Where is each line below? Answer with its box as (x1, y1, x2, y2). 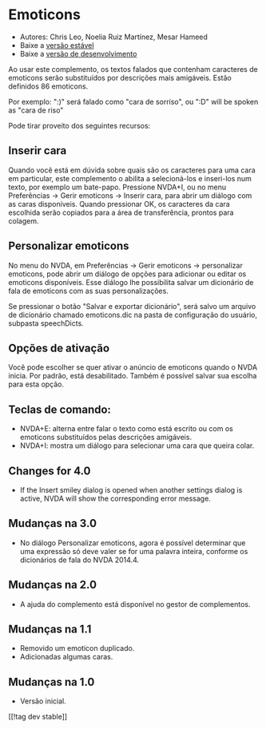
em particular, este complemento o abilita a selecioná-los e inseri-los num (8, 173, 252, 183)
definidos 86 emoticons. (8, 81, 89, 91)
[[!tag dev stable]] (8, 712, 68, 722)
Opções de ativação (8, 341, 110, 355)
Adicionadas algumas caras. (19, 652, 113, 662)
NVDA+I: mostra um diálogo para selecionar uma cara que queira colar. (19, 441, 255, 450)
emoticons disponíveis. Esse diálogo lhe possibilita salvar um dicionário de (8, 277, 254, 287)
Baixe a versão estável (19, 40, 94, 50)
